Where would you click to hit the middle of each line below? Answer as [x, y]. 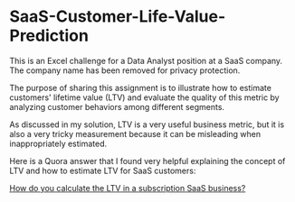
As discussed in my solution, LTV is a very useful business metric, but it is [147, 124]
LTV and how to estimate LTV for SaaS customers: [103, 170]
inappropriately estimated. [58, 143]
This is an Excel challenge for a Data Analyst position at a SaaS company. [146, 60]
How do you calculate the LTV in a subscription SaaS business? [128, 188]
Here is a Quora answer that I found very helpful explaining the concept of [147, 161]
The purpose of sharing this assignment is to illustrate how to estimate [140, 87]
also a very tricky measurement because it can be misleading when [135, 133]
